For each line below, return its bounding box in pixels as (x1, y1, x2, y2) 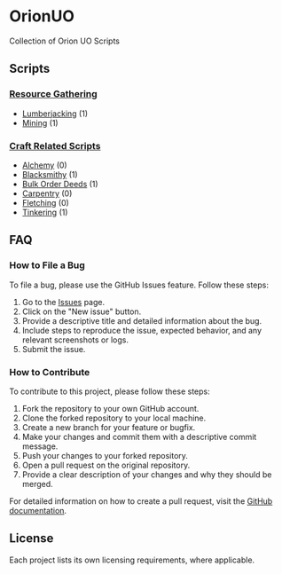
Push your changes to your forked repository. (21, 450, 189, 460)
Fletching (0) (21, 197, 69, 208)
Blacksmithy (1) (21, 169, 78, 179)
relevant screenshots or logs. (21, 334, 129, 345)
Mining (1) (21, 117, 59, 128)
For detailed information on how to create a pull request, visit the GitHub (9, 495, 273, 507)
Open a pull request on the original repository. (21, 460, 191, 470)
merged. (21, 478, 53, 489)
